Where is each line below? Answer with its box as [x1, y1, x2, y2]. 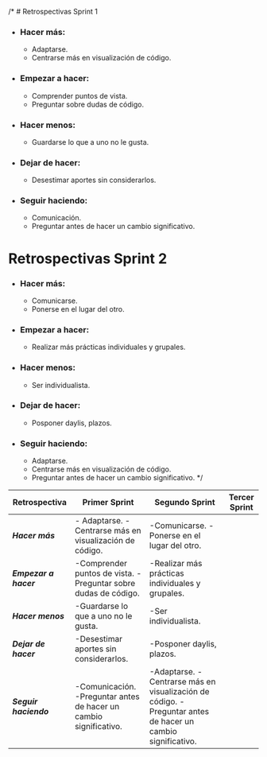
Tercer [229, 492, 254, 503]
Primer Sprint [82, 497, 134, 508]
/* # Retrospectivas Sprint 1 [8, 7, 98, 16]
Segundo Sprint [154, 497, 216, 508]
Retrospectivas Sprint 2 [8, 250, 168, 267]
